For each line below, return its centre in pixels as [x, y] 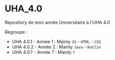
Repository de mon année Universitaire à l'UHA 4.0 [57, 22]
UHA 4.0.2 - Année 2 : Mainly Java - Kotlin [56, 47]
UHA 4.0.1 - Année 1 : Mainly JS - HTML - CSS [56, 41]
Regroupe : [16, 32]
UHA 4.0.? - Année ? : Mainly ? [43, 52]
